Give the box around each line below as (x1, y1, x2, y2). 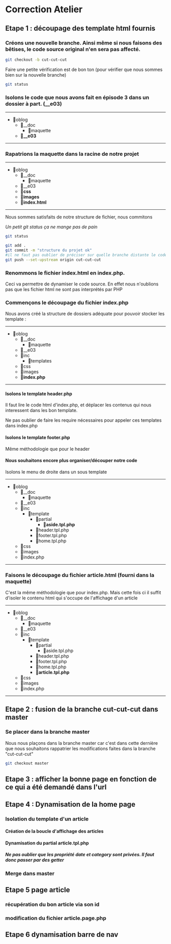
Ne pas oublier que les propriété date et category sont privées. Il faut (5, 852, 155, 858)
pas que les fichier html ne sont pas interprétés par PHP (5, 286, 123, 292)
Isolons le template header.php (5, 391, 72, 397)
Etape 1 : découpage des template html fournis (5, 24, 156, 33)
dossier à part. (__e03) (5, 100, 62, 107)
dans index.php (5, 423, 38, 429)
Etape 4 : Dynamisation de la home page (5, 800, 136, 809)
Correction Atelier (5, 4, 83, 15)
